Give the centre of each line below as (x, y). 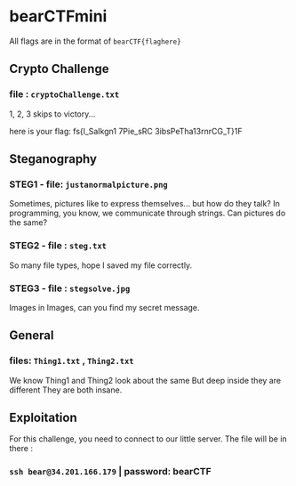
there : (21, 449)
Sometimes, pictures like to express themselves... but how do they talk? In (144, 204)
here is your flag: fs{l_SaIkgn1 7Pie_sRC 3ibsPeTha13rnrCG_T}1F (126, 131)
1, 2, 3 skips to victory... (52, 114)
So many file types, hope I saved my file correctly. (101, 265)
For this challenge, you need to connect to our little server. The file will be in (148, 439)
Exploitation (43, 417)
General (32, 336)
